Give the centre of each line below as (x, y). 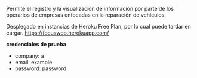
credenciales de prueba (36, 44)
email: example (33, 62)
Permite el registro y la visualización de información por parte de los (90, 9)
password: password (41, 68)
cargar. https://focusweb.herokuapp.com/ (58, 33)
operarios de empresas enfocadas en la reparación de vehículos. (86, 15)
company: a (29, 56)
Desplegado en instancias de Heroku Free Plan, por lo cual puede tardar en (98, 26)
